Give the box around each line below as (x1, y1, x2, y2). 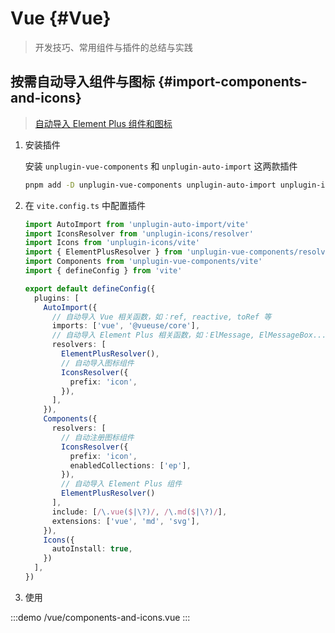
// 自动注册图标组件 (61, 432, 135, 442)
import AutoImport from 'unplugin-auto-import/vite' (24, 219, 250, 229)
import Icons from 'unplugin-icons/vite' (24, 238, 201, 248)
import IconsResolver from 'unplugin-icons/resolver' (24, 228, 254, 239)
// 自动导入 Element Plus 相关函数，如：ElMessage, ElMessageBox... (51, 330, 327, 341)
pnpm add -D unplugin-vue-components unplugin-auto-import (24, 180, 277, 190)
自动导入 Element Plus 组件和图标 (34, 117, 173, 129)
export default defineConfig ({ (24, 283, 156, 294)
